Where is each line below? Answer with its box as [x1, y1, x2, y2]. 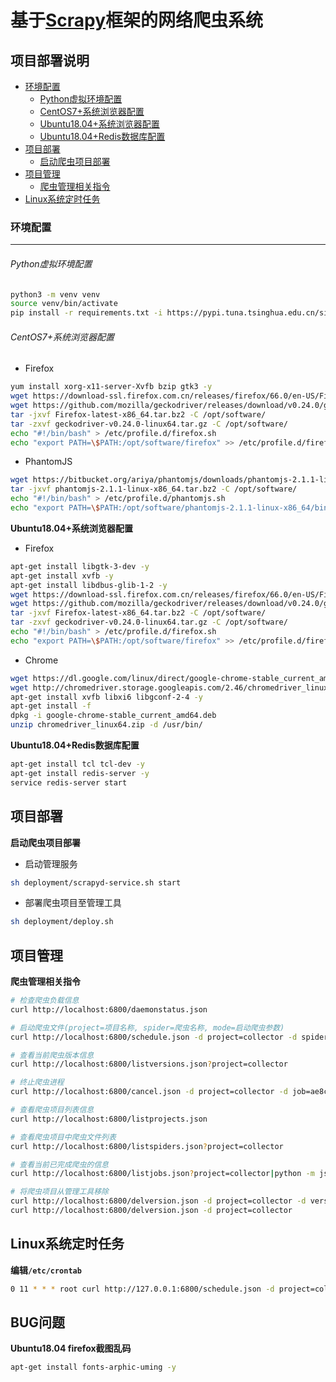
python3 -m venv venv [10, 289, 101, 300]
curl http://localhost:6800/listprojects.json [10, 1114, 208, 1124]
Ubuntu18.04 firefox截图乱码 [10, 1342, 132, 1355]
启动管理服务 [24, 857, 78, 870]
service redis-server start [10, 777, 128, 788]
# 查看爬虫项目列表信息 [10, 1105, 95, 1115]
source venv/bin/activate [10, 299, 118, 309]
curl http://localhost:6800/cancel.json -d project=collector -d [10, 1087, 288, 1097]
